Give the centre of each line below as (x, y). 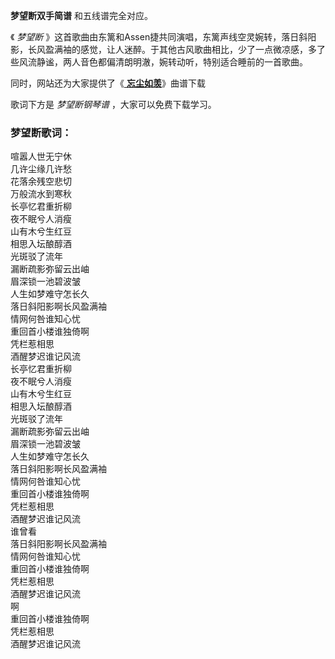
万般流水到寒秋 (41, 194)
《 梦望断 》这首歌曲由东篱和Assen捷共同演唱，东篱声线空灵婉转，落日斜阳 (163, 37)
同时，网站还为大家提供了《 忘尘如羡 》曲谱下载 (108, 83)
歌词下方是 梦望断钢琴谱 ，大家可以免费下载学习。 (113, 104)
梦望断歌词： (41, 132)
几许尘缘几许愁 (41, 169)
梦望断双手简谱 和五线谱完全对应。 (81, 15)
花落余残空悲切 (41, 181)
